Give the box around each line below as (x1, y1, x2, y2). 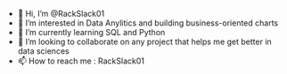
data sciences (17, 46, 70, 56)
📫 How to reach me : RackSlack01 (17, 55, 145, 66)
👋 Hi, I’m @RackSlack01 (17, 9, 105, 18)
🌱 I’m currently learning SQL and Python (17, 27, 166, 37)
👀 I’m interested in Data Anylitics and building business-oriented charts (17, 18, 279, 28)
